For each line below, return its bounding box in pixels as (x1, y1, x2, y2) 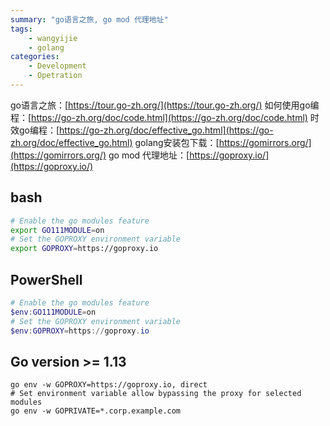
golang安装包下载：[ (134, 136, 220, 148)
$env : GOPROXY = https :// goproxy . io (10, 326, 150, 336)
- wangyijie (28, 33, 78, 43)
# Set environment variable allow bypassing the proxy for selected (10, 389, 302, 399)
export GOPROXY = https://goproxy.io (10, 244, 159, 254)
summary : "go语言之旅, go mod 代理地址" (10, 14, 169, 25)
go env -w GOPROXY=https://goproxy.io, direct (10, 380, 208, 390)
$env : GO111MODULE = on (10, 307, 97, 317)
